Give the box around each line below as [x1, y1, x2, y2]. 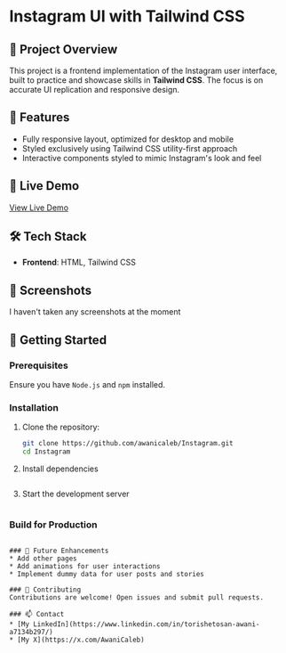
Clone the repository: [21, 421, 100, 433]
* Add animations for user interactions [9, 562, 162, 571]
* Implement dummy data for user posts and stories [9, 570, 204, 579]
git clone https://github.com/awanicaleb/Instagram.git [21, 439, 234, 448]
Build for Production [9, 518, 98, 531]
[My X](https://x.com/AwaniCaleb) [17, 635, 145, 645]
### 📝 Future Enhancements [9, 546, 109, 556]
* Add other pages [9, 554, 77, 563]
